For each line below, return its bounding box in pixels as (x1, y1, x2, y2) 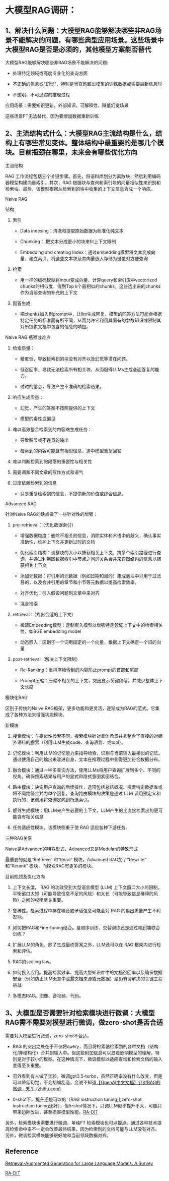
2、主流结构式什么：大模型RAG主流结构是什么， (5, 129, 156, 138)
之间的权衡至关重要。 (21, 897, 66, 903)
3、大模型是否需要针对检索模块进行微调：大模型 (5, 1009, 155, 1018)
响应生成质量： (12, 394, 44, 400)
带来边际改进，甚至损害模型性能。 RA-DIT (12, 1109, 99, 1115)
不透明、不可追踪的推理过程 (12, 92, 70, 97)
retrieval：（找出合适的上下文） (12, 611, 76, 617)
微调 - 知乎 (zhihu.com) (12, 1085, 61, 1092)
